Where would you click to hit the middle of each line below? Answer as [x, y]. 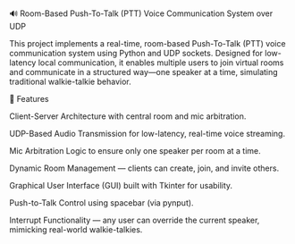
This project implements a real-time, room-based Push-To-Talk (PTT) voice [147, 43]
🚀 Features [29, 99]
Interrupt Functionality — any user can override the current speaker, [135, 220]
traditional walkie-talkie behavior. [70, 81]
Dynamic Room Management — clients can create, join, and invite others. [144, 168]
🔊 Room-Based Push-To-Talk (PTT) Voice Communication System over [141, 13]
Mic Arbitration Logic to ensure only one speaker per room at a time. [135, 151]
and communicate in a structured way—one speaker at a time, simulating [144, 72]
